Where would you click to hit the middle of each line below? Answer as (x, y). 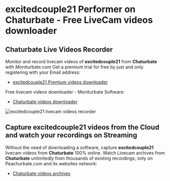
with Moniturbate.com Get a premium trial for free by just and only (74, 67)
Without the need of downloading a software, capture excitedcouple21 (79, 147)
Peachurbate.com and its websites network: (51, 163)
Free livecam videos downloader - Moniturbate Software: (65, 92)
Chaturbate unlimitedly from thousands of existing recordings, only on (79, 158)
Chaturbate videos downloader (45, 102)
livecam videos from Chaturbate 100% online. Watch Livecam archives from (85, 153)
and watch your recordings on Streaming (71, 135)
